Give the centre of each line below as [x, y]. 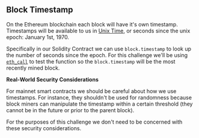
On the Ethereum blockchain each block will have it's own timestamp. [92, 24]
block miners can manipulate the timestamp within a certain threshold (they [99, 104]
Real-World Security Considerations [53, 79]
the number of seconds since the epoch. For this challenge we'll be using [97, 55]
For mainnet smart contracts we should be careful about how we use [91, 91]
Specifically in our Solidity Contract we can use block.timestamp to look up [99, 49]
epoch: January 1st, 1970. [38, 37]
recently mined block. [33, 68]
